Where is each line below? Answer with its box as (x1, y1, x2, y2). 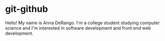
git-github (5, 3, 48, 15)
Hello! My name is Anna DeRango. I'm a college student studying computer (5, 20, 160, 26)
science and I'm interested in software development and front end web (5, 25, 151, 31)
